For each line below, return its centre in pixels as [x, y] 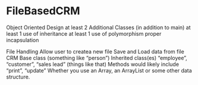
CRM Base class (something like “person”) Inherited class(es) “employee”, [97, 58]
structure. [18, 77]
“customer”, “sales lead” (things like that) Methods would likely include [93, 64]
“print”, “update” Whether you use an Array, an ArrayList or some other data [99, 70]
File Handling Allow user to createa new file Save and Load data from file [95, 51]
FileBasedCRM [43, 11]
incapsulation [23, 40]
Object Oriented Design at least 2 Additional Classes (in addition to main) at [99, 27]
